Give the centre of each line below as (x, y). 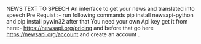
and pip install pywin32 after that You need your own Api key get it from (97, 21)
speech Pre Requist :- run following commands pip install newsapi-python (100, 15)
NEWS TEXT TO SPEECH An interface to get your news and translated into (100, 9)
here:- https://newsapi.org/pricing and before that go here (80, 28)
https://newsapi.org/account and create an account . (73, 34)
